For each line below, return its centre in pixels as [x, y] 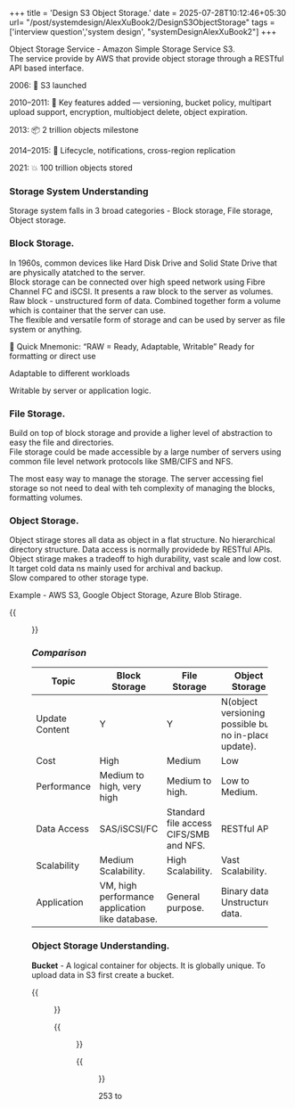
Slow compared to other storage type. [79, 578]
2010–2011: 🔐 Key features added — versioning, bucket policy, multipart [140, 103]
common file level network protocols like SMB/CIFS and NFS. [121, 461]
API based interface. [47, 68]
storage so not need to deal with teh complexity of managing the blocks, [142, 488]
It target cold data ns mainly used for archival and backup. [116, 569]
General [183, 897]
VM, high [118, 886]
